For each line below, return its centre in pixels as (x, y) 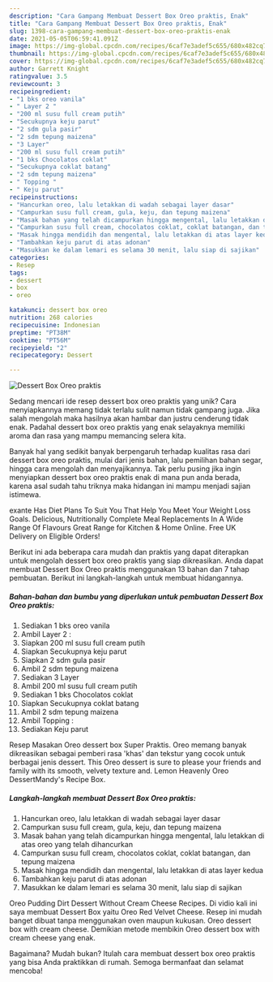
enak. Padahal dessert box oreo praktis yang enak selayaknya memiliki (127, 427)
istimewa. (25, 495)
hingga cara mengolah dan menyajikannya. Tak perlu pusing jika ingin (126, 469)
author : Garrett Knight (49, 69)
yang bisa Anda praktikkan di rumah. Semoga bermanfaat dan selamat (126, 963)
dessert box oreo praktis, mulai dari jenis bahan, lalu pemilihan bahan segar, (136, 461)
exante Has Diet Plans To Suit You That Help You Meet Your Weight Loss (130, 510)
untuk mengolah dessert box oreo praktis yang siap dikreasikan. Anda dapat (136, 560)
